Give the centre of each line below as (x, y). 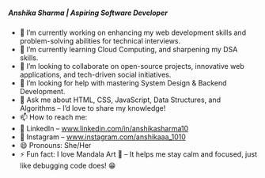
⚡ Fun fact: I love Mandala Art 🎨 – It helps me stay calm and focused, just (138, 154)
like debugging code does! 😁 (68, 165)
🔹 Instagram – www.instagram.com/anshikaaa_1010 (102, 137)
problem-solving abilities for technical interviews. (100, 40)
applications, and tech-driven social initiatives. (95, 74)
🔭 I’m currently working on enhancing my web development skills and (133, 32)
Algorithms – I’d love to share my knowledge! (93, 108)
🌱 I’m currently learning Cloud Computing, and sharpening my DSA (129, 49)
